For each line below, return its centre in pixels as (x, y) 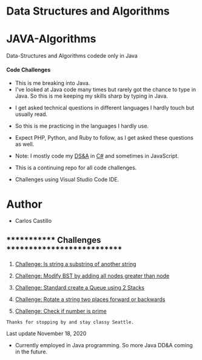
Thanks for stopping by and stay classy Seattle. (70, 322)
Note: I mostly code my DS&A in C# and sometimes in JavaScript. (97, 156)
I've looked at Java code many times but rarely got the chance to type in (105, 90)
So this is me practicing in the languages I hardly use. (82, 126)
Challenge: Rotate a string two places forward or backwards (90, 299)
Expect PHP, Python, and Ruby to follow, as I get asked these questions (104, 138)
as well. (25, 144)
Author (24, 204)
